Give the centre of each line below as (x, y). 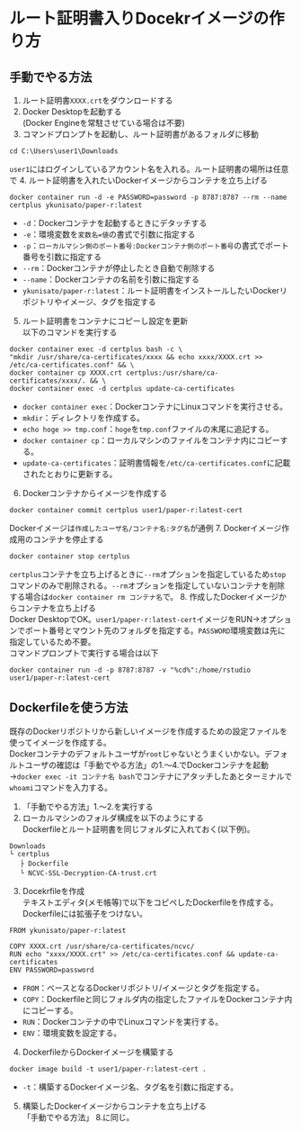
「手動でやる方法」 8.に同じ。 (78, 1117)
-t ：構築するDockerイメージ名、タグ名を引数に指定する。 (130, 1087)
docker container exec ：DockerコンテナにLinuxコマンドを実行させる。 (155, 407)
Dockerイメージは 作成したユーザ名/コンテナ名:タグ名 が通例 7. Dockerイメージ (146, 528)
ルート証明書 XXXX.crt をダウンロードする (97, 100)
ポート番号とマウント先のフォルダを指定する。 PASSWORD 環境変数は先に (155, 630)
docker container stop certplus (70, 556)
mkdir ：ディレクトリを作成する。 (84, 418)
